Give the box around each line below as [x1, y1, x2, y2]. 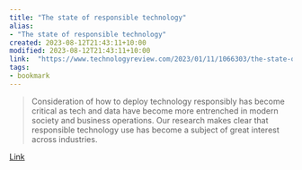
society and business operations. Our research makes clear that [31, 115, 269, 125]
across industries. [31, 133, 98, 144]
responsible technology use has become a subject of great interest [31, 124, 280, 135]
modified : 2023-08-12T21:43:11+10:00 [9, 47, 151, 55]
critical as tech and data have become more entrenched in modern [31, 105, 279, 116]
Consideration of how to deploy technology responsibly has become [31, 96, 285, 106]
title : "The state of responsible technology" [9, 13, 187, 22]
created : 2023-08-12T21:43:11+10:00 [9, 38, 147, 47]
